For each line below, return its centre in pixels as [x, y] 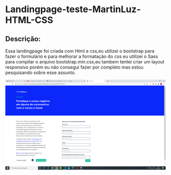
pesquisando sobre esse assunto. [41, 73]
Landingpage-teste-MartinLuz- [73, 9]
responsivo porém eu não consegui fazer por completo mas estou [74, 67]
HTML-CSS [29, 20]
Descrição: [23, 39]
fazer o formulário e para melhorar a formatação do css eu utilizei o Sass [82, 56]
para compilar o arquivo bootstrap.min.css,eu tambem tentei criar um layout [85, 62]
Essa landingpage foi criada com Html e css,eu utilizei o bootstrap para [80, 51]
